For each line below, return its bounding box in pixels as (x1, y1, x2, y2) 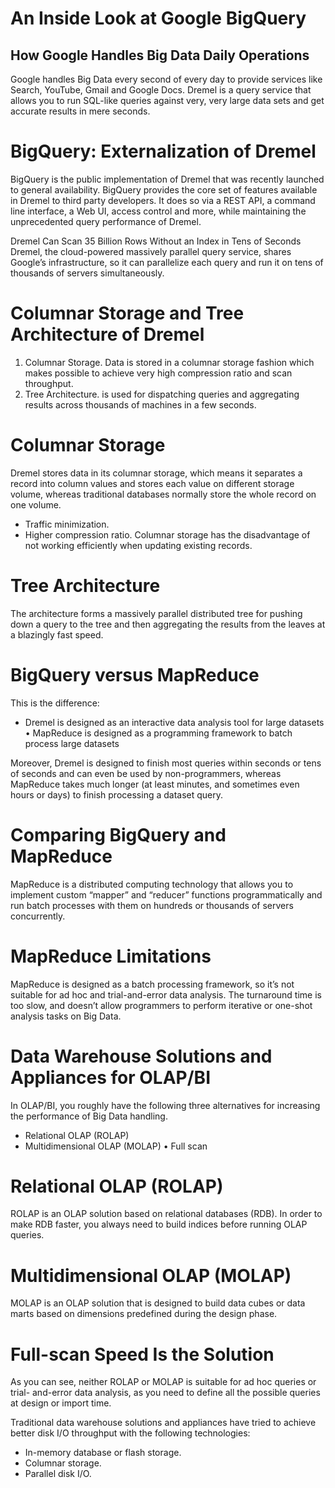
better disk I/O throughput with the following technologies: (10, 1427, 251, 1439)
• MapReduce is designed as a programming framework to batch (24, 727, 293, 739)
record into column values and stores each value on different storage (10, 477, 295, 489)
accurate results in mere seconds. (10, 105, 151, 117)
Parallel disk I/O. (24, 1468, 92, 1480)
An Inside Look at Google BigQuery (10, 7, 307, 30)
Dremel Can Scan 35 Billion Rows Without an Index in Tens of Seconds (10, 235, 302, 247)
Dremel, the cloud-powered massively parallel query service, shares (10, 245, 292, 257)
